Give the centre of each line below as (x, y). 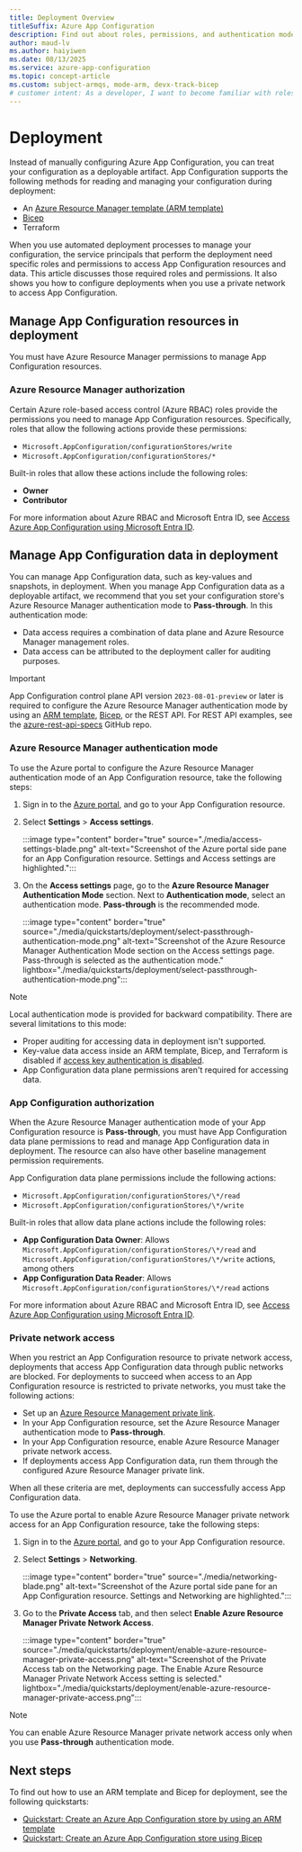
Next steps (40, 1771)
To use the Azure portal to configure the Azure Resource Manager (132, 768)
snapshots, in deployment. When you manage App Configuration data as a (147, 587)
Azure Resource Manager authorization (98, 390)
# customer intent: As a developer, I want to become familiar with (140, 93)
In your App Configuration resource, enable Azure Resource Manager (151, 1442)
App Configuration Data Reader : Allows (97, 1278)
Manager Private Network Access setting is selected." (122, 1678)
